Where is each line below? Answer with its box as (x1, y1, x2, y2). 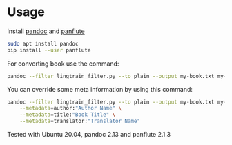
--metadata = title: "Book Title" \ (19, 111, 116, 118)
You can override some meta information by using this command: (7, 85, 193, 93)
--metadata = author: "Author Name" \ (19, 105, 122, 112)
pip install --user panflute (7, 46, 91, 54)
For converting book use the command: (7, 59, 119, 68)
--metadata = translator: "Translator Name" (19, 118, 140, 125)
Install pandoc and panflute (7, 27, 85, 35)
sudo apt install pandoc (7, 40, 79, 47)
